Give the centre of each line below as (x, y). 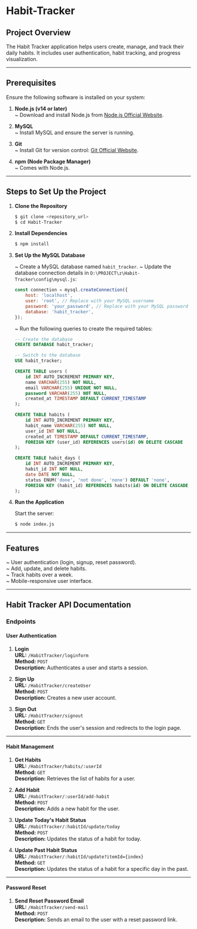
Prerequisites (31, 83)
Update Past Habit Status (46, 850)
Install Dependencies (41, 233)
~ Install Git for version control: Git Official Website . (77, 150)
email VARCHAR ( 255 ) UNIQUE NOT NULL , (72, 388)
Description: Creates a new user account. (65, 697)
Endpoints (21, 622)
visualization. (22, 59)
